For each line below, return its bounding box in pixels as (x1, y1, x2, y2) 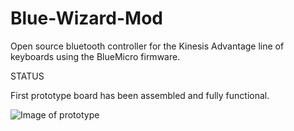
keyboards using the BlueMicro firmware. (10, 50, 181, 62)
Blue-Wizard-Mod (10, 7, 163, 30)
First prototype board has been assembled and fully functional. (10, 89, 270, 101)
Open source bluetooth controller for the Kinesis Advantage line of (10, 40, 285, 52)
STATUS (10, 70, 45, 82)
